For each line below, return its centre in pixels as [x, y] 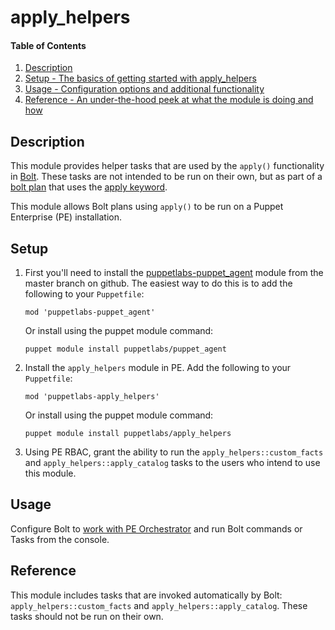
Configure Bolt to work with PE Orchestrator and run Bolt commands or [156, 528]
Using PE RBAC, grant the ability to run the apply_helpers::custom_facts [174, 452]
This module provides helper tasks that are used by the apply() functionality [167, 166]
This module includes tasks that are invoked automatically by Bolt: [146, 595]
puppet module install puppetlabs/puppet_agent [125, 349]
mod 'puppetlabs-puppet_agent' [90, 312]
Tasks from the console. [60, 539]
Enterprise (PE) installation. [66, 217]
